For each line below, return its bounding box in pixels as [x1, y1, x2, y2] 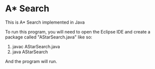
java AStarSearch [12, 49, 48, 55]
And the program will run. [5, 58, 57, 64]
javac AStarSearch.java [12, 43, 61, 49]
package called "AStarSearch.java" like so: [5, 34, 92, 40]
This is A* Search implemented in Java [5, 19, 85, 25]
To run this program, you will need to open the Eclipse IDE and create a [5, 29, 151, 34]
